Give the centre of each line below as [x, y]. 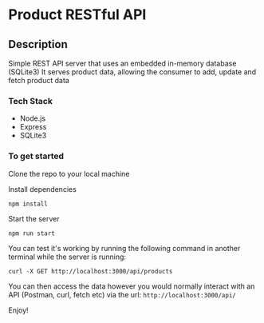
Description [38, 44]
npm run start [32, 233]
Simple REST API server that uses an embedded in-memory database [122, 63]
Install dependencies [43, 189]
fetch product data [39, 80]
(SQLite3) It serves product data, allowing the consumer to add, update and [132, 72]
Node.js [33, 118]
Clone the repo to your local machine [69, 173]
